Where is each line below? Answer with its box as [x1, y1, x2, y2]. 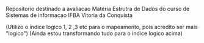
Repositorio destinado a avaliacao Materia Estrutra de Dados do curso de [5, 5, 190, 12]
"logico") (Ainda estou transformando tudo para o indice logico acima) [5, 30, 183, 37]
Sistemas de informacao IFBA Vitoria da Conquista [5, 12, 133, 19]
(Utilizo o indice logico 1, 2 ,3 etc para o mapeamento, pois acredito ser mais [5, 24, 198, 30]
